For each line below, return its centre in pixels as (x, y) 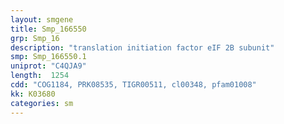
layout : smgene (42, 19)
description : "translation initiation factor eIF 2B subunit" (142, 47)
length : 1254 (40, 76)
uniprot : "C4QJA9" (48, 66)
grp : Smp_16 (35, 38)
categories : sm (42, 103)
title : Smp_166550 (48, 29)
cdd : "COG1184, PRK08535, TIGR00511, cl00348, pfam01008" (133, 85)
